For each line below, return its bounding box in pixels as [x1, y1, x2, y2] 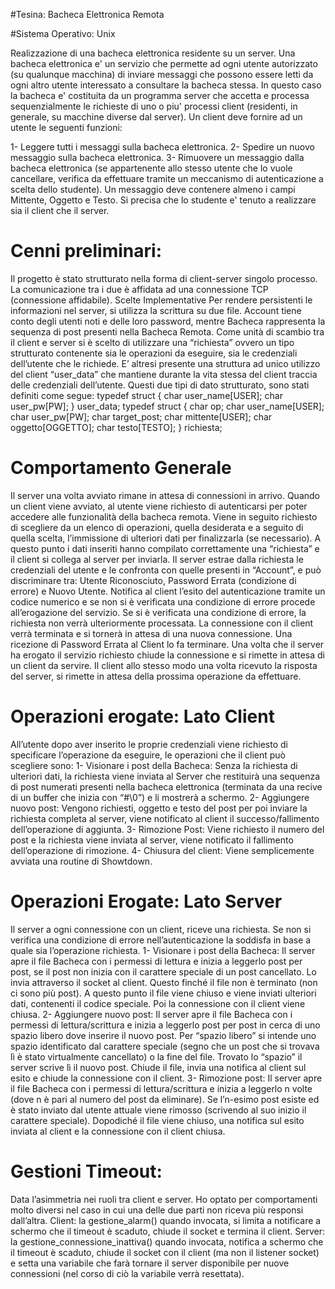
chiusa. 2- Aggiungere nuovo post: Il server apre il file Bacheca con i [10, 1008, 293, 1020]
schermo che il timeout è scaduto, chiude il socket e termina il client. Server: [10, 1225, 326, 1237]
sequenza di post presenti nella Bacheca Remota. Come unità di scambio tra [10, 325, 325, 338]
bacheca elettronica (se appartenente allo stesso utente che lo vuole [10, 162, 293, 174]
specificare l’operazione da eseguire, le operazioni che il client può [10, 749, 286, 761]
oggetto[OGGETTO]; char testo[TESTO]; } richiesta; [10, 421, 223, 433]
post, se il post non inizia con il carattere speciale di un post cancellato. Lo [10, 965, 317, 978]
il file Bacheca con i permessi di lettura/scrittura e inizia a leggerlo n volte [10, 1082, 313, 1094]
